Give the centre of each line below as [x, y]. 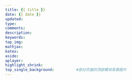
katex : [12, 51]
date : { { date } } [23, 14]
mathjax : [14, 47]
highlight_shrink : [24, 65]
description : [19, 33]
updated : [14, 19]
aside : [12, 56]
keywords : [15, 38]
